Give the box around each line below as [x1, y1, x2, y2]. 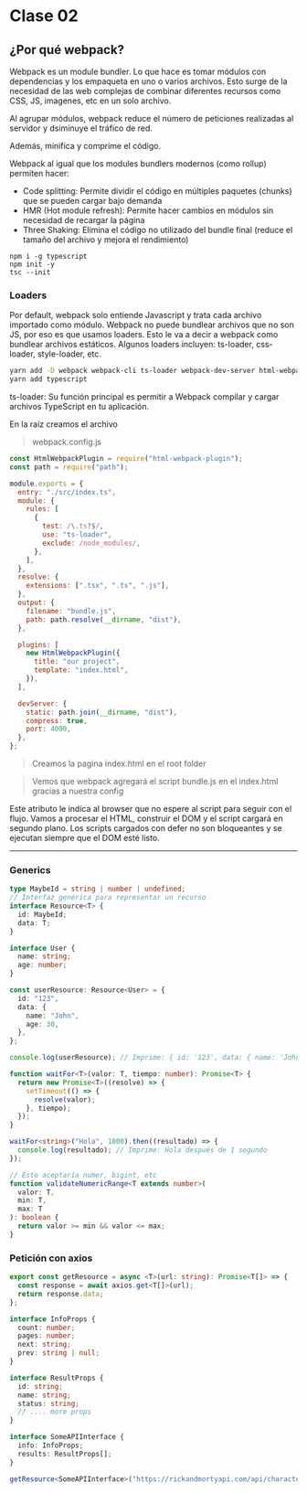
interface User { [9, 944, 76, 953]
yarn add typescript [9, 375, 89, 384]
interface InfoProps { [9, 1314, 96, 1324]
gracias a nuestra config [31, 785, 124, 796]
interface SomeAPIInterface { [9, 1433, 125, 1442]
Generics [9, 863, 51, 876]
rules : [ [26, 505, 59, 514]
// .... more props [17, 1407, 92, 1417]
